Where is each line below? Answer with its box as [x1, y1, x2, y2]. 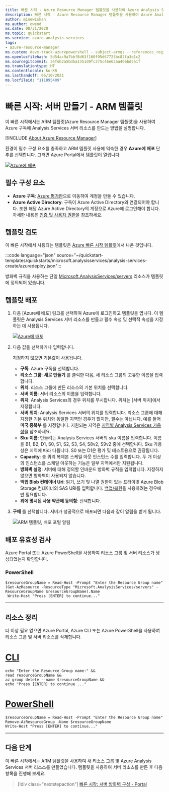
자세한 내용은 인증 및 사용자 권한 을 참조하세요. [12, 212, 103, 218]
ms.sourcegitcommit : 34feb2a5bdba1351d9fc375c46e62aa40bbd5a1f [5, 59, 141, 64]
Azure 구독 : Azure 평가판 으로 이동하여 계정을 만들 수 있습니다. [12, 192, 136, 199]
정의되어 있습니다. [10, 280, 46, 286]
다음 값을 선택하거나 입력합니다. [12, 344, 74, 350]
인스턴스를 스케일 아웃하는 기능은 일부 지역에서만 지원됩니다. [25, 460, 144, 466]
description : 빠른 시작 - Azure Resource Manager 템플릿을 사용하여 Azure [5, 12, 152, 17]
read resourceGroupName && [5, 673, 62, 678]
